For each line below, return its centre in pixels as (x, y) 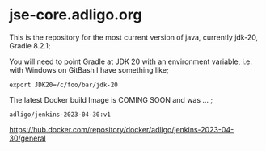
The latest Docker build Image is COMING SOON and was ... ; (111, 99)
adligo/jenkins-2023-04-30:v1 (60, 115)
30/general (28, 138)
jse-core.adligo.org (76, 15)
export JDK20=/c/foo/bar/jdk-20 (63, 85)
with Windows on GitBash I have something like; (89, 69)
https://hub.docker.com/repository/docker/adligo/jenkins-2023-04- (122, 129)
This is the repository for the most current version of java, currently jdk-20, (134, 37)
